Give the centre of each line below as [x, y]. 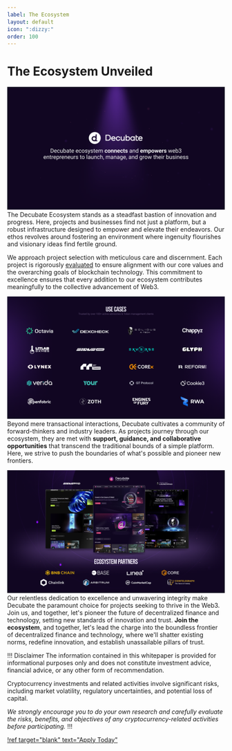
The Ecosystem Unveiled [80, 72]
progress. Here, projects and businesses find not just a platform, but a [107, 222]
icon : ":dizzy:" [30, 29]
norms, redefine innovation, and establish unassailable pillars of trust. [106, 642]
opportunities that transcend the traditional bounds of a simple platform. [111, 446]
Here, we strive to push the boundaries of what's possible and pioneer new [114, 454]
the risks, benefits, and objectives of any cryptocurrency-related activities [113, 718]
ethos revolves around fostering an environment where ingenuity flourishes [114, 237]
